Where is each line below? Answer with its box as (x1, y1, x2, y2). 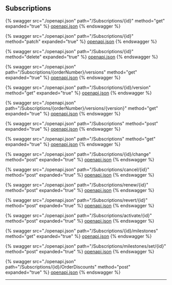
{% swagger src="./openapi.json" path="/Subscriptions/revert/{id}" (5, 197, 148, 203)
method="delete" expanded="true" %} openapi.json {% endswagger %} (5, 54, 158, 60)
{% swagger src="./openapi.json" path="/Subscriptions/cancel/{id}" (5, 166, 149, 173)
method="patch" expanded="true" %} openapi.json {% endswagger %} (5, 38, 157, 44)
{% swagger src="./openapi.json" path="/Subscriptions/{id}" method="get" (5, 17, 165, 23)
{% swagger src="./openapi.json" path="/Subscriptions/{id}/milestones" (5, 227, 158, 234)
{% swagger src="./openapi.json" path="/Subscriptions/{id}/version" (5, 84, 151, 90)
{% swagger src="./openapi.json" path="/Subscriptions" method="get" (5, 135, 156, 142)
